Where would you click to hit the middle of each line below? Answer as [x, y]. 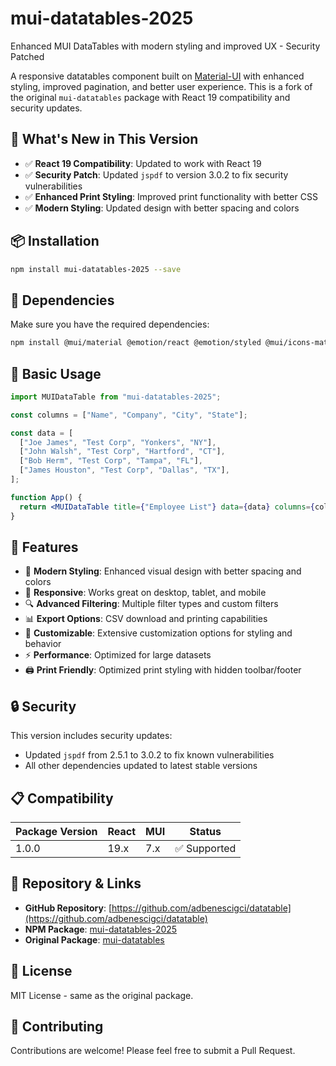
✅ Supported [205, 848]
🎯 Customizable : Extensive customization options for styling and [158, 633]
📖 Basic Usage [56, 373]
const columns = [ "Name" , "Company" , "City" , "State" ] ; [129, 415]
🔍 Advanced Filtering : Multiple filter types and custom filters [151, 604]
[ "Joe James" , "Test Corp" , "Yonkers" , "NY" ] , [118, 442]
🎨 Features [44, 547]
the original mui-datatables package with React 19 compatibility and [150, 97]
